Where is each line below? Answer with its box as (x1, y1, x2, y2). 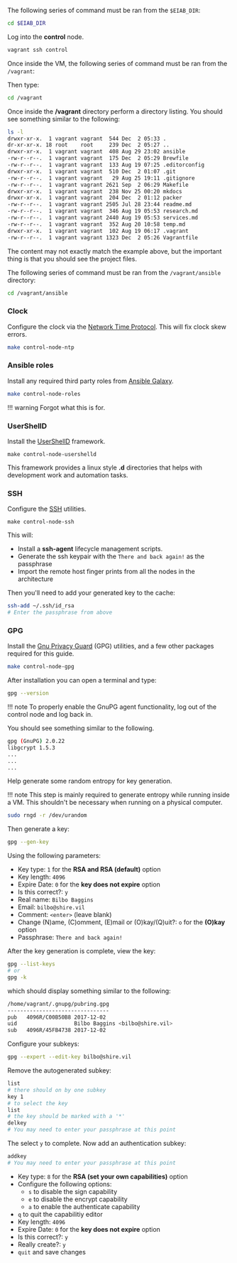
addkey (7, 1153, 27, 1160)
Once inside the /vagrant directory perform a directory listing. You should (7, 107, 224, 116)
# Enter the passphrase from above (7, 609, 113, 617)
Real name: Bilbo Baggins (17, 895, 94, 904)
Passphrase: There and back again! (17, 933, 123, 942)
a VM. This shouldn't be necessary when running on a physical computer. (7, 798, 223, 807)
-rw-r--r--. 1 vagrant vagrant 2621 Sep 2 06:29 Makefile (7, 181, 189, 188)
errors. (7, 330, 27, 338)
